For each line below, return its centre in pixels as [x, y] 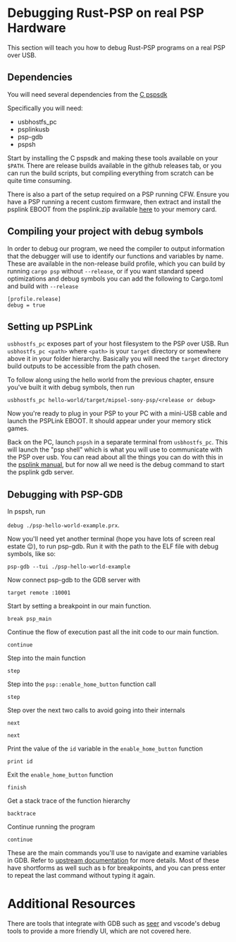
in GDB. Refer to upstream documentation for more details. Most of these [113, 861]
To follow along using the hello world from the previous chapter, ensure [111, 380]
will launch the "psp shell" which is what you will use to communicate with [115, 449]
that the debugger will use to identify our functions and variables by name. [116, 256]
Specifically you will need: [45, 108]
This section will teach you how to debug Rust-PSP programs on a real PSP [116, 47]
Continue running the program [51, 827]
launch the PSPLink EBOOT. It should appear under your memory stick [109, 421]
